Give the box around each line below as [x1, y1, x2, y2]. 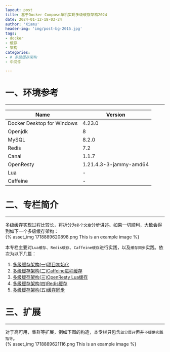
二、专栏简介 [5, 199, 59, 211]
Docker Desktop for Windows [8, 120, 78, 127]
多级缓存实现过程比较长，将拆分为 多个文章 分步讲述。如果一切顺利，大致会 [5, 222, 158, 228]
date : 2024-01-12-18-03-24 [5, 17, 62, 22]
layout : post [5, 7, 33, 13]
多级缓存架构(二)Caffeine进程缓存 [12, 268, 82, 274]
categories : [5, 50, 30, 55]
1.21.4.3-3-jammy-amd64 [82, 161, 149, 168]
